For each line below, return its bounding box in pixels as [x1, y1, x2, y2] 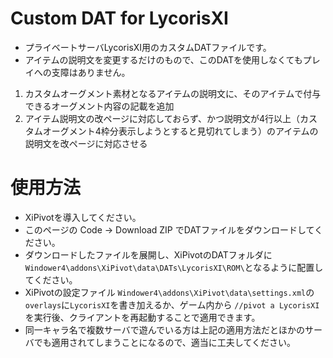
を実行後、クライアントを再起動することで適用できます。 [24, 311, 261, 323]
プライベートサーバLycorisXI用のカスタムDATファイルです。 [24, 41, 272, 53]
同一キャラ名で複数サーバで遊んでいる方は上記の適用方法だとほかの [24, 323, 305, 336]
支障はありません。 [51, 66, 131, 78]
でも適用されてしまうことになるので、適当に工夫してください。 [33, 336, 296, 348]
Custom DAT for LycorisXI [10, 7, 229, 30]
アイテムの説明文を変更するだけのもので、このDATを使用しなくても [24, 53, 303, 66]
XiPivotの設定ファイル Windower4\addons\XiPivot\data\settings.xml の [24, 286, 315, 298]
